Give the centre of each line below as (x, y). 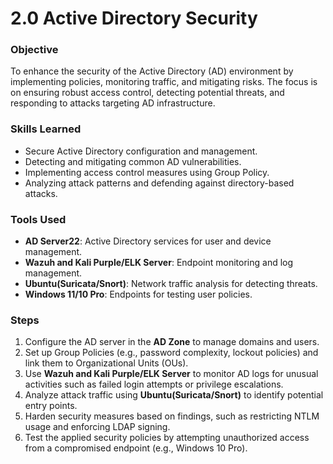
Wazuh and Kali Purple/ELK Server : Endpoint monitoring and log (159, 263)
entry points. (51, 406)
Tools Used (38, 219)
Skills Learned (46, 129)
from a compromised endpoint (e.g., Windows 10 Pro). (136, 448)
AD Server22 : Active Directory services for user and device (148, 241)
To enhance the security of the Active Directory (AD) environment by (152, 71)
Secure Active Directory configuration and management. (141, 151)
